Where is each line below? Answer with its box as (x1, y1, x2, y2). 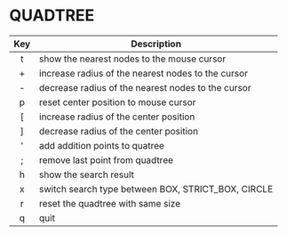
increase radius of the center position (38, 110, 195, 123)
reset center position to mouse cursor (38, 95, 196, 108)
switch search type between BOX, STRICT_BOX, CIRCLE (38, 183, 274, 195)
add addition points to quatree (38, 139, 164, 151)
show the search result (38, 168, 135, 181)
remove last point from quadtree (38, 153, 174, 166)
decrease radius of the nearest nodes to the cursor (38, 81, 251, 94)
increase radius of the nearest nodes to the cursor (38, 67, 249, 79)
